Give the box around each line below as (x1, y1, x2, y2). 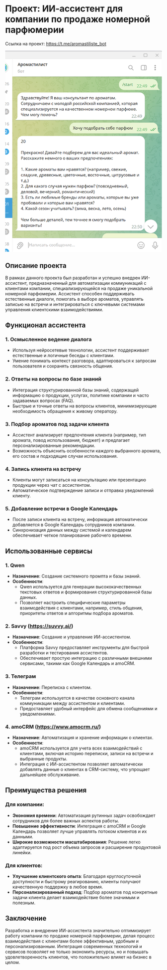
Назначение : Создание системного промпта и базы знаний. (12, 573, 141, 579)
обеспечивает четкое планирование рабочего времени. (12, 532, 133, 539)
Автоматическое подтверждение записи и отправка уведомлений (12, 487, 154, 494)
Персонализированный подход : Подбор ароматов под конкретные (12, 889, 158, 895)
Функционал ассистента (5, 321, 86, 329)
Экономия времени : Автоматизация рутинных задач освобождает (12, 812, 156, 818)
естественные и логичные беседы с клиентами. (12, 353, 115, 359)
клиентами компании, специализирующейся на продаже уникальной (5, 285, 153, 291)
